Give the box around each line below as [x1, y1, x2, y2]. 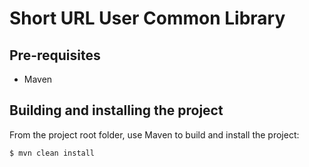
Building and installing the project [9, 102, 224, 119]
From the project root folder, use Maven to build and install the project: [9, 128, 300, 141]
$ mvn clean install [9, 148, 96, 158]
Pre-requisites [9, 47, 101, 64]
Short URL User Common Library [9, 7, 286, 30]
